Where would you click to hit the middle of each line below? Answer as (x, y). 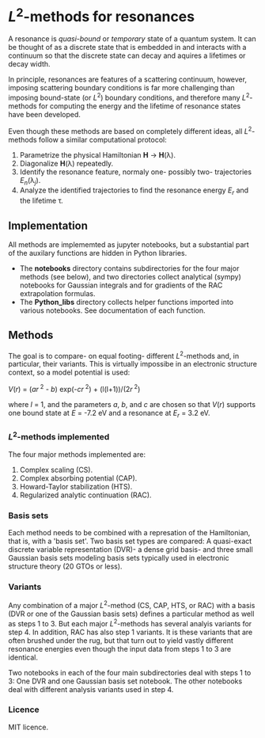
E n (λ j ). (30, 181)
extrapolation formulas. (57, 293)
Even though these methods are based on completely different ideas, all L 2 (130, 130)
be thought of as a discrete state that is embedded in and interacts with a (127, 48)
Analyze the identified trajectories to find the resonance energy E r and (134, 191)
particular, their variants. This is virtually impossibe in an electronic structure (132, 364)
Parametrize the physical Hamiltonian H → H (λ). (98, 154)
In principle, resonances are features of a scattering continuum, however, (128, 79)
